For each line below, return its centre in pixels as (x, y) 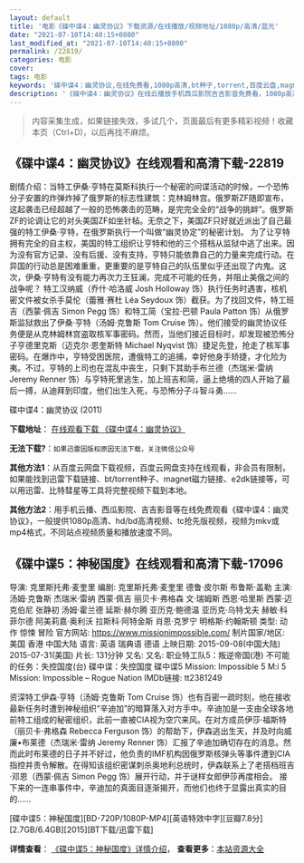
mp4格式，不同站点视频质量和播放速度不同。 (93, 532)
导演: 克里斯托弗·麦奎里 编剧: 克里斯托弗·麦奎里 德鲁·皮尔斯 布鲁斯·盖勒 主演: (151, 587)
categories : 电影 (41, 60)
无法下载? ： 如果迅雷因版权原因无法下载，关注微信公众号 (102, 449)
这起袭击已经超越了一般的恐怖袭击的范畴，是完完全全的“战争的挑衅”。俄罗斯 (152, 209)
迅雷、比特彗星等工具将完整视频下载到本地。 (108, 490)
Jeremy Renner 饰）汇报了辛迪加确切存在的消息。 (190, 742)
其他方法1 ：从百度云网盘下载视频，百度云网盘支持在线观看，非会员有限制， (150, 468)
